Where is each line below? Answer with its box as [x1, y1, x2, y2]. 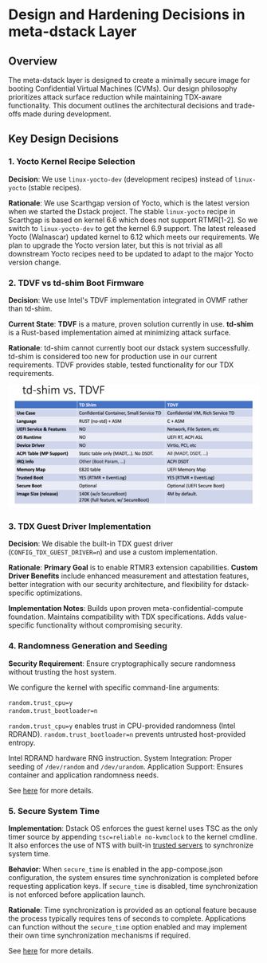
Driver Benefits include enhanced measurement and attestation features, [8, 571, 249, 581]
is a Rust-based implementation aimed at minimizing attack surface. [8, 327, 231, 337]
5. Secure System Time [8, 805, 100, 816]
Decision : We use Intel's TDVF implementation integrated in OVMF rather [8, 295, 249, 304]
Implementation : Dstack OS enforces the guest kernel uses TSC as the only [8, 823, 258, 833]
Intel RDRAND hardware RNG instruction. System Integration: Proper [8, 753, 233, 762]
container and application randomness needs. [8, 770, 159, 780]
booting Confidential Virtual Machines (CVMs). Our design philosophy [8, 84, 238, 93]
